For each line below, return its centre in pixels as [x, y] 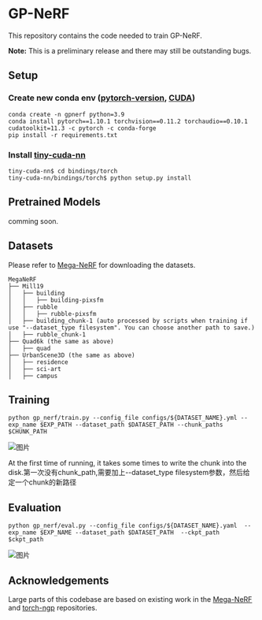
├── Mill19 [26, 286]
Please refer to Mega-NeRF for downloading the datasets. [102, 265]
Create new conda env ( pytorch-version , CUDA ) [101, 98]
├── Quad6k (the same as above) [61, 341]
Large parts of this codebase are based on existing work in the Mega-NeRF [130, 599]
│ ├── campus [33, 376]
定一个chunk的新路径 [42, 482]
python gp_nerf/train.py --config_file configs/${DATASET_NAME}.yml [123, 418]
